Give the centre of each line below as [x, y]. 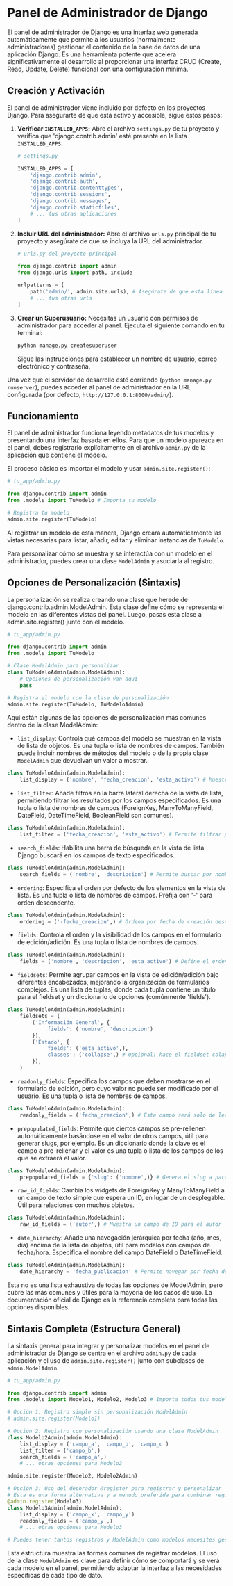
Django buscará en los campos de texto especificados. [96, 855]
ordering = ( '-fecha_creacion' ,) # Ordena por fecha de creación [116, 922]
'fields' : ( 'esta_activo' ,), [86, 1049]
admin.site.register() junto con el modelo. [66, 622]
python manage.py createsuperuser [67, 346]
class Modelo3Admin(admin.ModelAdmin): [65, 1508]
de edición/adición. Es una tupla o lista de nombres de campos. [108, 942]
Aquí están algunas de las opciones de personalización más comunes [107, 718]
